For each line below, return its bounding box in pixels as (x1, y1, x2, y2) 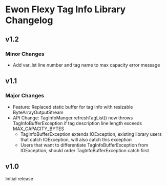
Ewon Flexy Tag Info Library (5, 4, 126, 15)
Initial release (5, 176, 33, 182)
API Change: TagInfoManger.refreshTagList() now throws (12, 114, 133, 121)
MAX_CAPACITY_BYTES (12, 126, 65, 132)
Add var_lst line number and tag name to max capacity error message (12, 61, 160, 68)
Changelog (5, 14, 53, 26)
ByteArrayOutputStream (12, 109, 64, 115)
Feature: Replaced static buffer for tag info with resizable (12, 104, 133, 110)
